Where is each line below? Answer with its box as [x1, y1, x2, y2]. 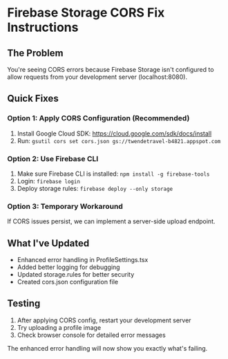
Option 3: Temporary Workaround [7, 201, 123, 211]
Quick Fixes [7, 93, 59, 104]
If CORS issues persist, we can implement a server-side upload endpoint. [7, 217, 216, 225]
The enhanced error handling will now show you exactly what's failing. [7, 344, 208, 352]
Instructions [7, 19, 79, 35]
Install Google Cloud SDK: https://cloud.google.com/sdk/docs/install [17, 129, 212, 138]
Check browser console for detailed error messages [17, 331, 166, 339]
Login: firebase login [17, 176, 81, 185]
